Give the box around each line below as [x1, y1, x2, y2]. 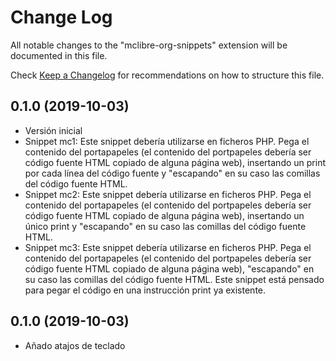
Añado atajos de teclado [24, 339, 126, 351]
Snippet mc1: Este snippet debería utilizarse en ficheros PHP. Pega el [24, 135, 310, 147]
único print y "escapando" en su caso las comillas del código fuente [24, 220, 307, 232]
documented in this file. [10, 49, 108, 61]
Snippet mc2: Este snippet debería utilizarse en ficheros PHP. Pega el [24, 188, 312, 200]
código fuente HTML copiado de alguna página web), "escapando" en [24, 262, 315, 275]
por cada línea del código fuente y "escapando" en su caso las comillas [24, 167, 321, 179]
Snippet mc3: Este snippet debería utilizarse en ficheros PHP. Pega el [24, 241, 312, 253]
